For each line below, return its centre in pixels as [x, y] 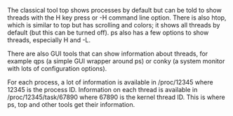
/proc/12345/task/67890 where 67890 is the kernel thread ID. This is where [116, 97]
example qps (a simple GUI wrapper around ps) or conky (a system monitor [116, 61]
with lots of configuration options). [57, 69]
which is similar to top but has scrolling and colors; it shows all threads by [114, 25]
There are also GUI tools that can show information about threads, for [108, 53]
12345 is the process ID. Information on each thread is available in [102, 90]
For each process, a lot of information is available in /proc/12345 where [110, 82]
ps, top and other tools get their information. [71, 104]
